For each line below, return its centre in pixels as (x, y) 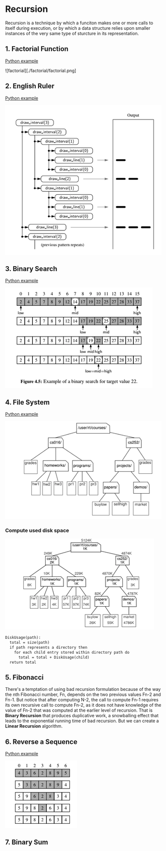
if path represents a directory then (49, 647)
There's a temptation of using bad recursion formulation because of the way (83, 689)
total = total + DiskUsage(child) (54, 657)
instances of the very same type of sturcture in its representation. (72, 33)
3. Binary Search (31, 269)
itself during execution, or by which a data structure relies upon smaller (78, 28)
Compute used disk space (37, 530)
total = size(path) (30, 642)
